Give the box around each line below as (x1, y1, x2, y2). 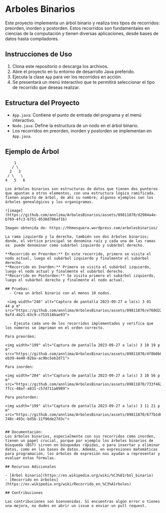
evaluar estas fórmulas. (5, 455, 56, 461)
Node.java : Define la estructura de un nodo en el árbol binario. (12, 123, 139, 128)
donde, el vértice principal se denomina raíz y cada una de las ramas (5, 239, 156, 244)
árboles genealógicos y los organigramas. (5, 199, 94, 204)
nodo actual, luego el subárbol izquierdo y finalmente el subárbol (5, 256, 149, 261)
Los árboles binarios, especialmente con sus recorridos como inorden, (5, 434, 156, 439)
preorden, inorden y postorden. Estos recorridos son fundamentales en (5, 25, 150, 31)
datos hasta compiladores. (5, 36, 59, 42)
